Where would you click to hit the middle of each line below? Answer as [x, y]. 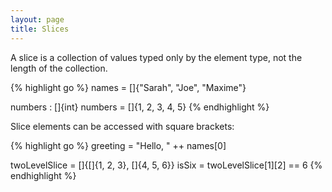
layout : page [37, 19]
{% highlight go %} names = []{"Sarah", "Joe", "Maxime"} [128, 87]
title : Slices [40, 29]
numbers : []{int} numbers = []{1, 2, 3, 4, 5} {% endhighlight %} [140, 107]
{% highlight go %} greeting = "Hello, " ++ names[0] [118, 145]
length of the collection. [59, 68]
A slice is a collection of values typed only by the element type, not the [156, 57]
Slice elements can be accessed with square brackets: [122, 126]
